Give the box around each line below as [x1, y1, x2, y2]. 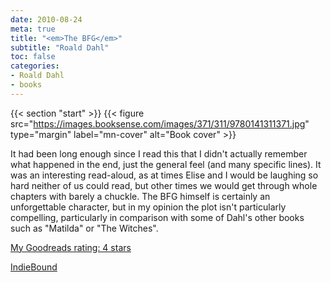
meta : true [10, 24, 56, 34]
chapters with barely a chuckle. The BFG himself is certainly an [10, 190, 271, 202]
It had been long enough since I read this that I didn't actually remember [10, 147, 308, 160]
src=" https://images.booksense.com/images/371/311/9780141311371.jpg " [10, 117, 310, 130]
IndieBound [10, 261, 58, 273]
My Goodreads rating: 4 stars [10, 241, 132, 253]
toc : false [10, 52, 56, 62]
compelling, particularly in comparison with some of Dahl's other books [10, 211, 305, 223]
